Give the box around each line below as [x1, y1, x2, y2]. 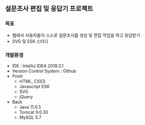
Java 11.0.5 [19, 104, 41, 110]
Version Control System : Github [12, 68, 77, 74]
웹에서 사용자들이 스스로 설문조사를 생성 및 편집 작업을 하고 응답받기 [12, 32, 141, 38]
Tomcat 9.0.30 [19, 109, 48, 115]
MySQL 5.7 [19, 114, 42, 120]
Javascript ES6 [19, 83, 50, 89]
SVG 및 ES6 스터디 [12, 38, 48, 44]
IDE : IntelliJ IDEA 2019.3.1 [12, 62, 64, 69]
